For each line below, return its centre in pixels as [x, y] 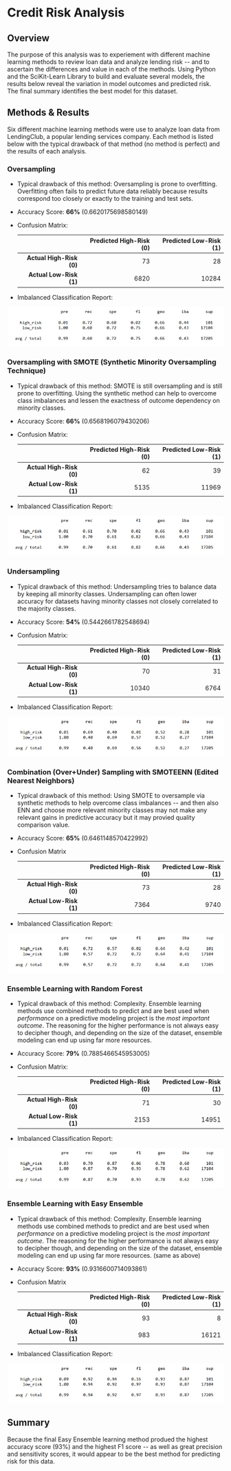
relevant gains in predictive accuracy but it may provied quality [106, 818]
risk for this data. [31, 1461]
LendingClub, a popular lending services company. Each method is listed [110, 136]
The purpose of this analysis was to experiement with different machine [109, 54]
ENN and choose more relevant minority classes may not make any [112, 810]
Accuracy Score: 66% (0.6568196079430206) [83, 421]
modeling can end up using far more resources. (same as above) [109, 1255]
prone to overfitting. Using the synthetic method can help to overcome [117, 393]
